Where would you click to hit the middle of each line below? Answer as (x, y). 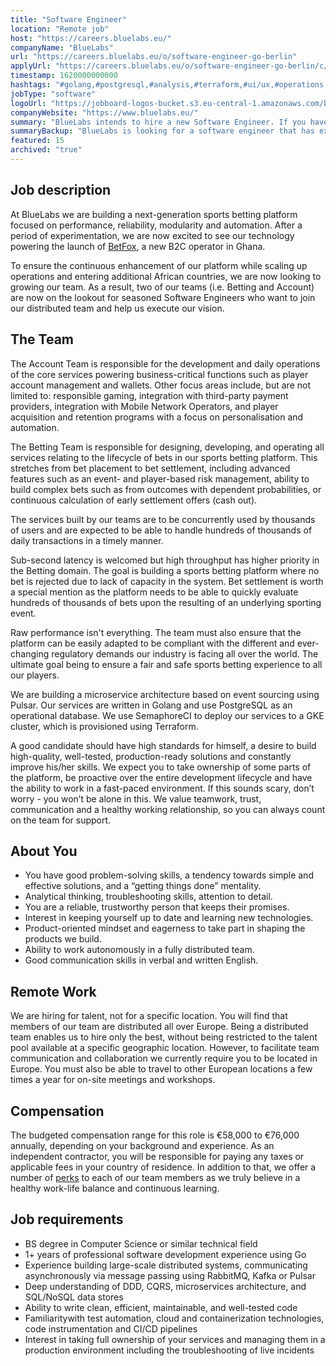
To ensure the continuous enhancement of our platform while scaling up (159, 265)
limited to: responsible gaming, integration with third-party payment (149, 395)
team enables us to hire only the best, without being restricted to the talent (164, 1037)
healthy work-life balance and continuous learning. (115, 1188)
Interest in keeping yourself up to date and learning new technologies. (169, 918)
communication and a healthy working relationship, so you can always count (168, 809)
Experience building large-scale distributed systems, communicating (166, 1265)
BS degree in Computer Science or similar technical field (141, 1243)
